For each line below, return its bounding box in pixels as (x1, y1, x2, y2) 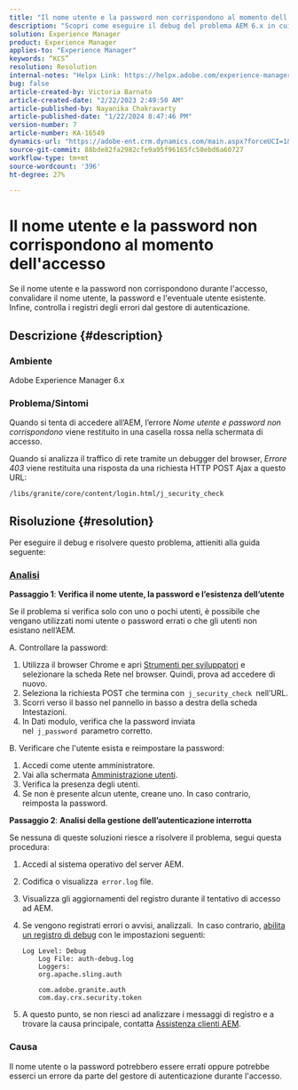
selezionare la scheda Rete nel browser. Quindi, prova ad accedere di (21, 669, 276, 680)
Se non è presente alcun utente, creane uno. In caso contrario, (21, 789, 251, 799)
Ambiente (9, 355, 53, 367)
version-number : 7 (9, 121, 77, 130)
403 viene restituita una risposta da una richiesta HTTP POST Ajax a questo (9, 463, 286, 474)
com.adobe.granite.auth (38, 986, 126, 995)
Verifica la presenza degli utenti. (21, 779, 140, 789)
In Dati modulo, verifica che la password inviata (21, 717, 196, 727)
